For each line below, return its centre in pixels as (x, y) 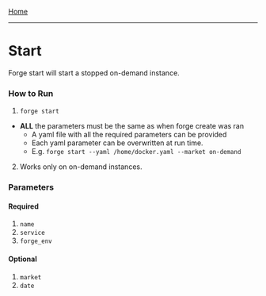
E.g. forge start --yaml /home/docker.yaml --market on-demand (136, 152)
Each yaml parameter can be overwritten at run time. (117, 143)
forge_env (36, 241)
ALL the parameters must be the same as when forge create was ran (131, 126)
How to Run (31, 93)
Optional (23, 259)
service (32, 233)
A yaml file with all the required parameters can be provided (129, 135)
